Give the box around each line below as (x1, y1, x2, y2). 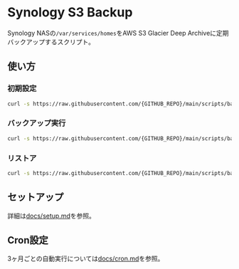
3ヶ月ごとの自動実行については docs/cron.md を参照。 (7, 254, 164, 263)
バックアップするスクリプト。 (7, 37, 95, 46)
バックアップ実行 (7, 118, 66, 128)
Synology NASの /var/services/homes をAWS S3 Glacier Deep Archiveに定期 (7, 28, 229, 37)
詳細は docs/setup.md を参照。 (7, 211, 96, 220)
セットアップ (7, 191, 64, 204)
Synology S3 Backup (7, 4, 133, 21)
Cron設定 (7, 234, 48, 246)
